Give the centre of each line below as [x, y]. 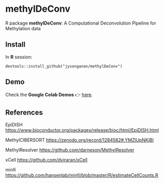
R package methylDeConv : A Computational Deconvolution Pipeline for [81, 23]
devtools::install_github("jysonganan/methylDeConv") [64, 66]
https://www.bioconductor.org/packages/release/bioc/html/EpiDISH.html [82, 130]
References [24, 112]
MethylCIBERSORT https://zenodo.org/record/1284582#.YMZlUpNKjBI [79, 140]
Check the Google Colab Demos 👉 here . [49, 95]
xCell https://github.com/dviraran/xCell [46, 160]
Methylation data [23, 28]
